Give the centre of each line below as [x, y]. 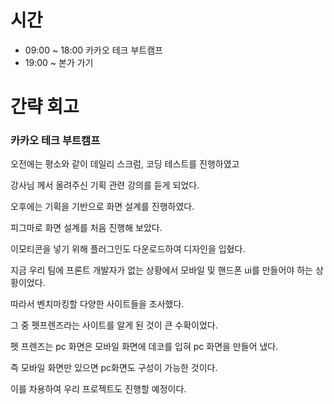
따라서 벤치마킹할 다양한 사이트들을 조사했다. [97, 304]
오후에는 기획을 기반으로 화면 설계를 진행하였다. [102, 207]
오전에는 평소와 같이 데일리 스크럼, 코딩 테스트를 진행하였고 [125, 164]
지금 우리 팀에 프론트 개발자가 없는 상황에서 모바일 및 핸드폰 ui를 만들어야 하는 [161, 270]
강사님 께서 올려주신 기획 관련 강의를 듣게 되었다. [105, 185]
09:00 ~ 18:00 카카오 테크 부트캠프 [93, 50]
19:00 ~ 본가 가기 [59, 62]
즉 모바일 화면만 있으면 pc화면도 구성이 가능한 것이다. [114, 368]
